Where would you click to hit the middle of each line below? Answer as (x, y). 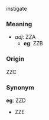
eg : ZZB (33, 44)
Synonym (20, 87)
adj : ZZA (25, 37)
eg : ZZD (16, 100)
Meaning (19, 24)
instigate (17, 9)
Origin (15, 59)
